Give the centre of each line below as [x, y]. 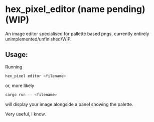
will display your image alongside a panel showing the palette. [69, 104]
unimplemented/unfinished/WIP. [38, 39]
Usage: [17, 55]
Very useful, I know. [26, 114]
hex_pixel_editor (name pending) [75, 9]
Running [14, 66]
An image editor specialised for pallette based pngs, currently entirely [77, 33]
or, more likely [20, 85]
